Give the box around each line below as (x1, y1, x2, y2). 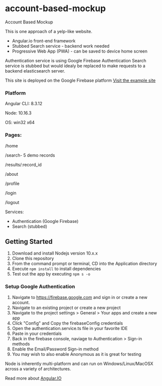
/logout (5, 199, 19, 205)
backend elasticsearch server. (5, 68, 65, 74)
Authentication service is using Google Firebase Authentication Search (5, 57, 146, 63)
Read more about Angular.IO (5, 375, 62, 381)
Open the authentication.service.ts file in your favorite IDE (12, 325, 128, 331)
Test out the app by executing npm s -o (12, 271, 91, 277)
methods (12, 341, 30, 347)
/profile (5, 181, 20, 186)
